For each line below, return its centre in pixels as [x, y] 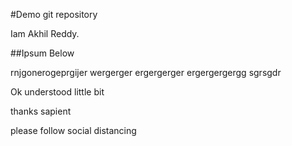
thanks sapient [41, 111]
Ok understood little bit [57, 92]
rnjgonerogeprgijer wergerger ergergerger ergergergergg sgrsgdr [146, 72]
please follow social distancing [73, 130]
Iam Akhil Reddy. [45, 33]
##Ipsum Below [42, 53]
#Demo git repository [54, 14]
